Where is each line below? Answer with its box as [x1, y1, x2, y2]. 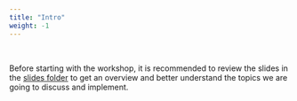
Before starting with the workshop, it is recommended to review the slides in [9, 63, 289, 74]
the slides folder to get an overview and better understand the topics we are [9, 72, 288, 82]
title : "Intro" [9, 12, 66, 22]
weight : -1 [9, 21, 50, 30]
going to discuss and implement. [9, 82, 129, 92]
